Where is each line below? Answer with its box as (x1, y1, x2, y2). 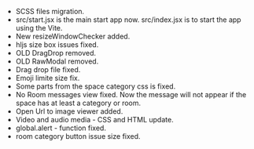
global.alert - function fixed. (15, 123, 106, 133)
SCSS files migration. (15, 7, 85, 16)
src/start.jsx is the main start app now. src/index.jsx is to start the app (15, 15, 241, 24)
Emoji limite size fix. (15, 74, 80, 82)
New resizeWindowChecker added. (15, 31, 131, 41)
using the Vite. (15, 24, 63, 32)
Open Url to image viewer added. (15, 107, 123, 116)
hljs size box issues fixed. (15, 40, 99, 49)
